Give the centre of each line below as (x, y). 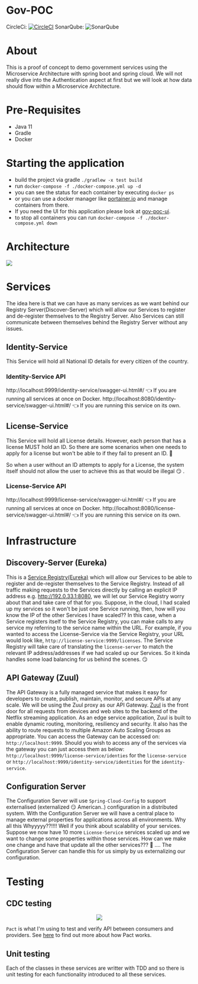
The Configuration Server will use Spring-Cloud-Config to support (86, 801)
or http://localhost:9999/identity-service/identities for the (83, 761)
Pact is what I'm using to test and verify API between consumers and (90, 929)
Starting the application (65, 163)
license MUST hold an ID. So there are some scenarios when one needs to (97, 447)
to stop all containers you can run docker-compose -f (79, 217)
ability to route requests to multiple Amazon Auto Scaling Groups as (89, 730)
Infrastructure (41, 541)
